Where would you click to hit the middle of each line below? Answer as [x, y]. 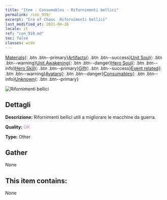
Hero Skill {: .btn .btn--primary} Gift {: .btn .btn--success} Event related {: [88, 68]
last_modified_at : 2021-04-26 [37, 24]
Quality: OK [18, 127]
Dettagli [18, 105]
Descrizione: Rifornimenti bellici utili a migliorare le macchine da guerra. [80, 117]
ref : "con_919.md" [25, 34]
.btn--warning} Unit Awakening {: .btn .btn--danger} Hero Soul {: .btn [75, 63]
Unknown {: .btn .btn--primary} [47, 79]
